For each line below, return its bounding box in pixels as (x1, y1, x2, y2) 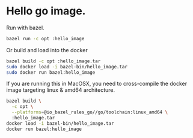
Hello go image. (6, 4, 86, 18)
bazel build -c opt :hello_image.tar (6, 58, 101, 64)
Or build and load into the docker (6, 46, 88, 53)
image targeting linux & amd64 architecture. (6, 86, 115, 94)
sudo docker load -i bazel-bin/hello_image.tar (6, 64, 128, 70)
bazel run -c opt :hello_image (6, 35, 85, 41)
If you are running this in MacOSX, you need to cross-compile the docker (6, 80, 188, 88)
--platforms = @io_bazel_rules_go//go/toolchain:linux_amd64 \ (11, 109, 168, 115)
